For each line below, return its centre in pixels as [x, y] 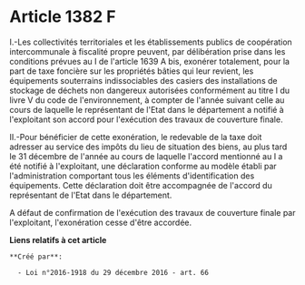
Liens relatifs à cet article [58, 239]
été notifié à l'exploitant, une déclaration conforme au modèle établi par [143, 166]
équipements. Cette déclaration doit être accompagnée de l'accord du [141, 185]
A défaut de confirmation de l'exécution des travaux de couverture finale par [152, 212]
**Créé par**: [36, 257]
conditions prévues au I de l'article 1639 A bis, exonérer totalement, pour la [150, 61]
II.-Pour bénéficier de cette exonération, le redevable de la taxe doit [136, 137]
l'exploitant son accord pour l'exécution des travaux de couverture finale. [146, 119]
